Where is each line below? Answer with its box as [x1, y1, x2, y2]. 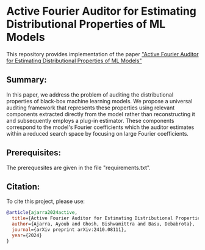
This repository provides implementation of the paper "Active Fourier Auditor [6, 50, 200, 57]
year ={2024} [12, 232, 43, 238]
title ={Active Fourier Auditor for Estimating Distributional [12, 215, 173, 221]
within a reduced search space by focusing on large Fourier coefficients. [6, 130, 189, 137]
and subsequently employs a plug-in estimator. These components [6, 117, 174, 124]
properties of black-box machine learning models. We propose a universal [6, 97, 193, 105]
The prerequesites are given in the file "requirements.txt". [6, 164, 151, 171]
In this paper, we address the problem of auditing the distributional [6, 90, 174, 98]
